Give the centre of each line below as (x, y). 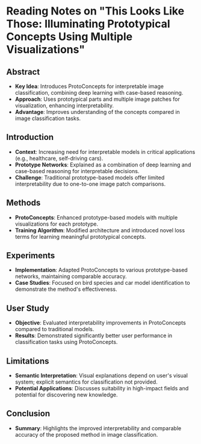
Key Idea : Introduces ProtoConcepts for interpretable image (89, 86)
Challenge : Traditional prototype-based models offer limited (90, 177)
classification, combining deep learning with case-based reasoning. (99, 93)
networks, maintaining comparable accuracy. (71, 276)
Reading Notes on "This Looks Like (95, 11)
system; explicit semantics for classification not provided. (86, 382)
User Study (28, 308)
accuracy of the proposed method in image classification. (86, 434)
